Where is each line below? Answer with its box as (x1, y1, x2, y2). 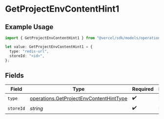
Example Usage (5, 23, 54, 31)
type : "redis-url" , (9, 49, 49, 54)
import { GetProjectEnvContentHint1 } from (5, 35, 95, 40)
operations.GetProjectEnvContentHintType (30, 95, 128, 102)
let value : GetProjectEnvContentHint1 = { (5, 44, 93, 49)
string (30, 105, 43, 112)
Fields (5, 71, 24, 80)
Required (132, 86, 154, 93)
